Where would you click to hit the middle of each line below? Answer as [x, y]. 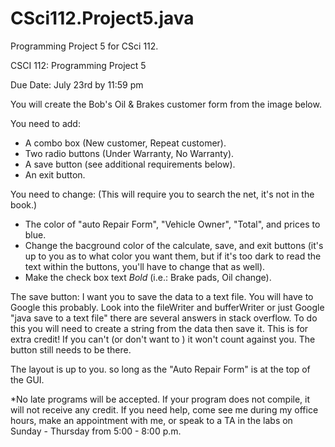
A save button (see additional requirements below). [130, 164]
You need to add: [45, 123]
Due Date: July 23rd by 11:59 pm [77, 84]
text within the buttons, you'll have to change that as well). [145, 266]
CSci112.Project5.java [102, 18]
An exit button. [55, 174]
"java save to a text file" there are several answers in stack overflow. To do [164, 318]
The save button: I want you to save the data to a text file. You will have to [162, 296]
